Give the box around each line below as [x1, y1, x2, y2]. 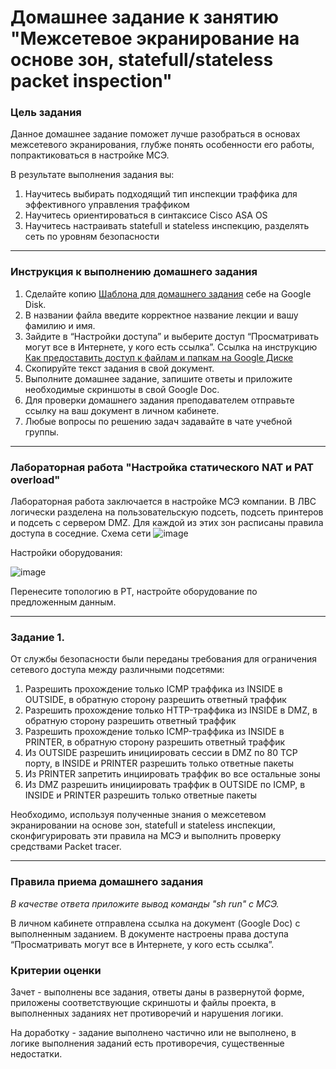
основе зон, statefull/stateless [10, 49, 274, 71]
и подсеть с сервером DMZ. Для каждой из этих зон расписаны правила [10, 517, 324, 529]
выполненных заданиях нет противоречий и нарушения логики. [10, 1007, 284, 1019]
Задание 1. [10, 631, 65, 644]
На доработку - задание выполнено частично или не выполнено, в [10, 1026, 297, 1038]
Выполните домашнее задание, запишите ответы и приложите [24, 372, 293, 385]
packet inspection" [10, 70, 173, 93]
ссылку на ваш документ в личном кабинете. [24, 404, 220, 416]
